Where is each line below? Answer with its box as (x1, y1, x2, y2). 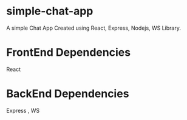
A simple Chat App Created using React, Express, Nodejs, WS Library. (6, 24, 181, 32)
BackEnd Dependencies (6, 87, 129, 101)
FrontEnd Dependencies (6, 45, 131, 59)
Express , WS (6, 107, 40, 114)
